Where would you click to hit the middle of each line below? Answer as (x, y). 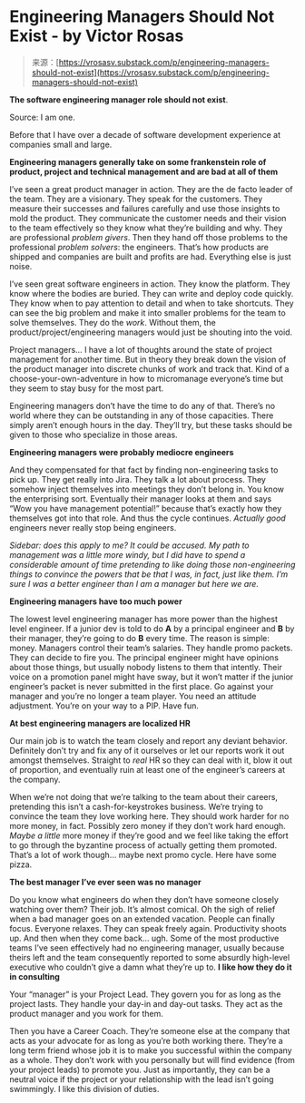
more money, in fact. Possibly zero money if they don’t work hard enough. (148, 825)
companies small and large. (61, 144)
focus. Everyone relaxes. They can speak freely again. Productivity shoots (148, 928)
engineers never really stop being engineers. (93, 527)
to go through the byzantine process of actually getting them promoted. (143, 844)
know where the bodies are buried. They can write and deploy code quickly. (152, 293)
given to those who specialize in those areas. (94, 434)
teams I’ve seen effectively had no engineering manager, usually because (147, 947)
